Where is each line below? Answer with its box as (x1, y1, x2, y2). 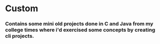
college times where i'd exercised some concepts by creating (5, 26, 156, 33)
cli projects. (5, 33, 35, 40)
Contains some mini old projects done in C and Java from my (5, 21, 154, 27)
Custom (5, 3, 39, 14)
